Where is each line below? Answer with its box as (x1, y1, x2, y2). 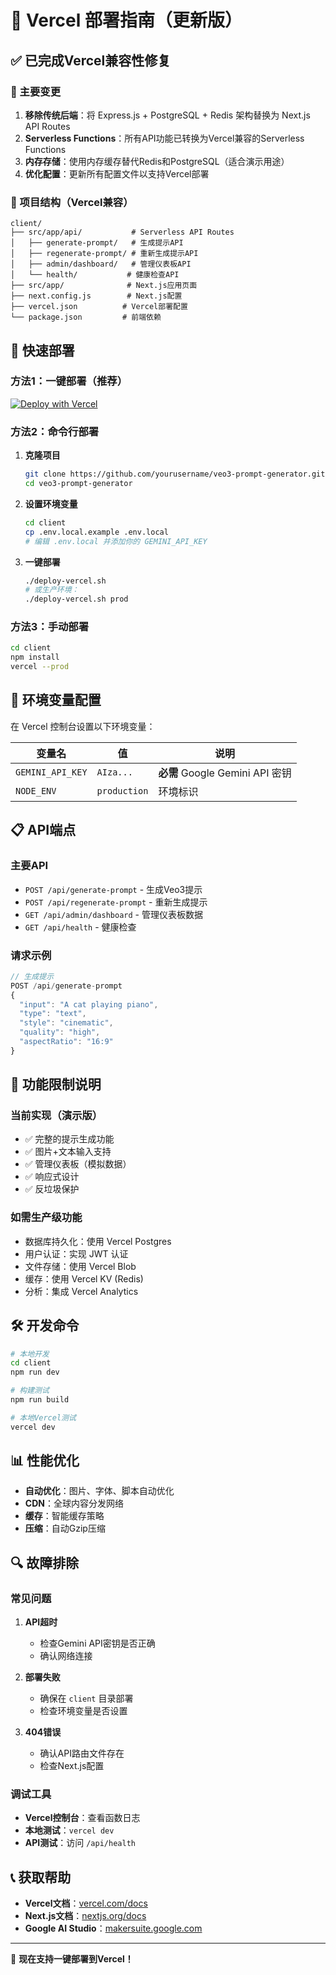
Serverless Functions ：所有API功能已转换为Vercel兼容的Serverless (24, 132, 305, 144)
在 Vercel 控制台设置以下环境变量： (10, 720, 156, 732)
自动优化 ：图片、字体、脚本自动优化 (24, 1485, 175, 1497)
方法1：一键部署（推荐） (10, 374, 128, 388)
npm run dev (10, 1367, 60, 1378)
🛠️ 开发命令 (10, 1317, 80, 1335)
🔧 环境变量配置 (10, 692, 102, 709)
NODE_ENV (15, 785, 57, 796)
